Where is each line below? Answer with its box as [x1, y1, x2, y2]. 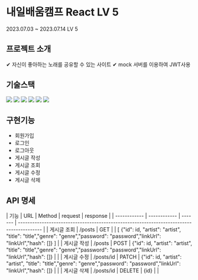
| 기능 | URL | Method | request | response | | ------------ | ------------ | [6, 213, 180, 220]
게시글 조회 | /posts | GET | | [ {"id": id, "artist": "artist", [49, 226, 181, 233]
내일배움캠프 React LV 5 [6, 5, 119, 19]
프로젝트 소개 [6, 44, 51, 54]
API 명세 [6, 195, 35, 205]
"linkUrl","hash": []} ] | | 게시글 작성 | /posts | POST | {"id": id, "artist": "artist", [6, 240, 193, 247]
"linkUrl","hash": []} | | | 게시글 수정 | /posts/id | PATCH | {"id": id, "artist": [6, 253, 182, 260]
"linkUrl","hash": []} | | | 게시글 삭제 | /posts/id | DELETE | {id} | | [6, 267, 160, 274]
